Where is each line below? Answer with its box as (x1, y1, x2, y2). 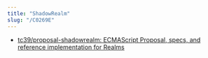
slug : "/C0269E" (7, 17, 55, 23)
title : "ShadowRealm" (7, 10, 71, 17)
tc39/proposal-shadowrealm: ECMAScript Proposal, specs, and (17, 35, 201, 43)
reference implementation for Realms (17, 43, 125, 51)
